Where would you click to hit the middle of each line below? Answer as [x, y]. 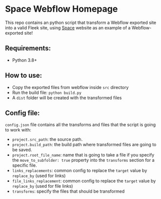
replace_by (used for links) [39, 176]
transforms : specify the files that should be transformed [68, 191]
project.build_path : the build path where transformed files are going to [84, 145]
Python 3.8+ [25, 60]
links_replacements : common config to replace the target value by [80, 171]
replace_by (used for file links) [42, 186]
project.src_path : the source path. [47, 139]
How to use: [24, 76]
